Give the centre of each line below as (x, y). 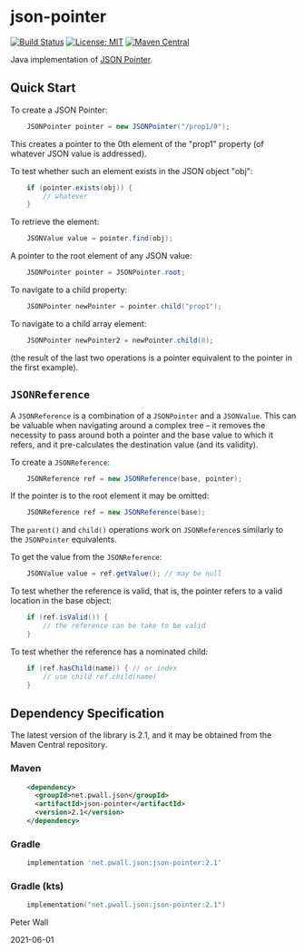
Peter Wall (30, 922)
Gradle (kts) (37, 887)
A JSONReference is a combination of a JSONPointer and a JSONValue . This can (153, 416)
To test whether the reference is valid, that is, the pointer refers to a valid (146, 591)
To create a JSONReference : (60, 462)
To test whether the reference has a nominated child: (109, 652)
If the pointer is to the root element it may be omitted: (110, 496)
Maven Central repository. (59, 745)
